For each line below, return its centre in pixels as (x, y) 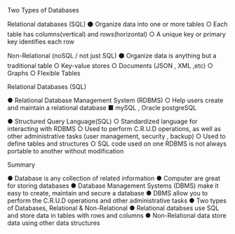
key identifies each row (41, 42)
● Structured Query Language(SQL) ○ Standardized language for (102, 121)
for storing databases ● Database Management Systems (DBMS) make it (113, 186)
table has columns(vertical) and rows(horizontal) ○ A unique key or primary (116, 34)
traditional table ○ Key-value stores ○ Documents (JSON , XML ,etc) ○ (110, 66)
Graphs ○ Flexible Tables (44, 73)
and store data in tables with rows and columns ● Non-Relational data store (117, 215)
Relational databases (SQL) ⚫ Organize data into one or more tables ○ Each (117, 24)
